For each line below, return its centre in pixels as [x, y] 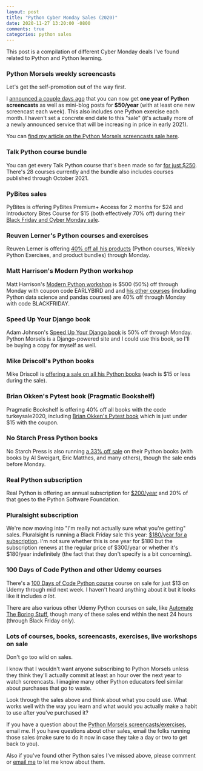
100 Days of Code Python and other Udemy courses [84, 570]
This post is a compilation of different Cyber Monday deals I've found [93, 52]
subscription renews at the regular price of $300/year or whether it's [92, 548]
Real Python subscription [44, 479]
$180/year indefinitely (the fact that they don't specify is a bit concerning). [99, 554]
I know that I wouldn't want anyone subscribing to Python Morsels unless [98, 669]
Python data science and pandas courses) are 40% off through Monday [96, 297]
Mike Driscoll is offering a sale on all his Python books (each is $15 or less [98, 374]
